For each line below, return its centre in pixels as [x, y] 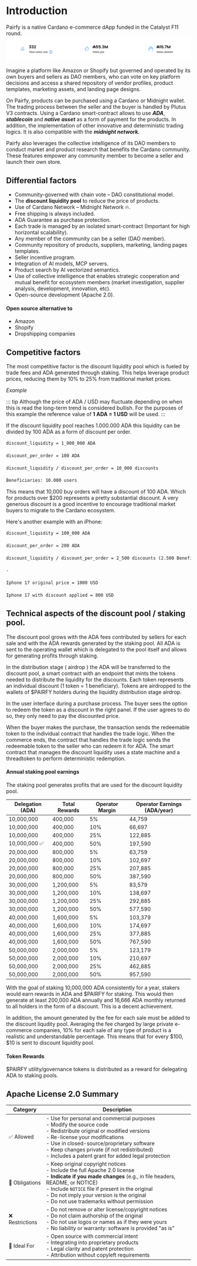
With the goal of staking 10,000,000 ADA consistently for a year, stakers [93, 988]
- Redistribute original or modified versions [98, 1131]
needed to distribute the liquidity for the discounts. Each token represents [95, 679]
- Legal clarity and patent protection [90, 1249]
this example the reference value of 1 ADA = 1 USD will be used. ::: [86, 414]
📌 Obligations [25, 1183]
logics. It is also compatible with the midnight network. [73, 132]
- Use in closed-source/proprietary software [101, 1143]
